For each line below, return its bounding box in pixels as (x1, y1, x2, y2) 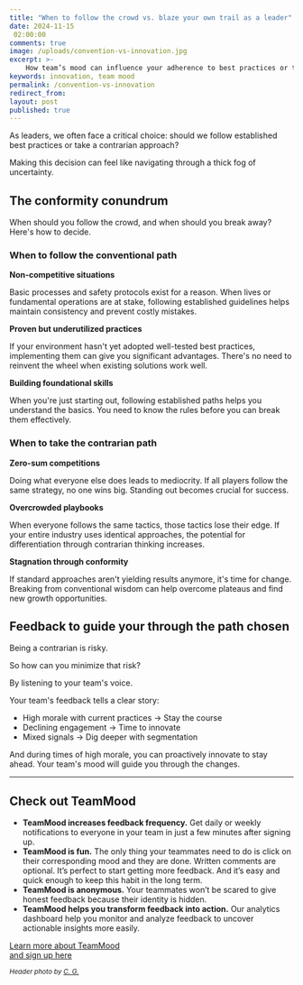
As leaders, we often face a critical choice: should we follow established (9, 130, 278, 141)
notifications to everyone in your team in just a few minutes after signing (22, 827, 291, 838)
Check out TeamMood (9, 793, 137, 808)
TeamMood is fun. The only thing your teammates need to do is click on (22, 846, 291, 857)
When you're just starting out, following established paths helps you (9, 395, 262, 406)
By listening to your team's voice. (9, 677, 133, 688)
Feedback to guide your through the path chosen (9, 619, 290, 634)
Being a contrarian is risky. (9, 642, 108, 654)
